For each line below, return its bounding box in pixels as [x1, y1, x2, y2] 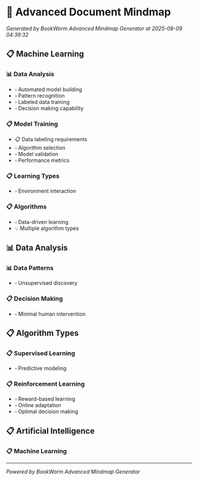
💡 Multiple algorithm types [14, 225, 80, 232]
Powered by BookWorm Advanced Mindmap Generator [6, 468, 140, 475]
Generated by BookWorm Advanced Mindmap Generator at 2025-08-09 [6, 25, 183, 32]
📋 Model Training [6, 119, 58, 128]
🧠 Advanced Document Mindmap [6, 5, 171, 19]
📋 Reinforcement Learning [6, 380, 85, 388]
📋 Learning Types [6, 171, 60, 180]
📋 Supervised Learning [6, 349, 75, 357]
